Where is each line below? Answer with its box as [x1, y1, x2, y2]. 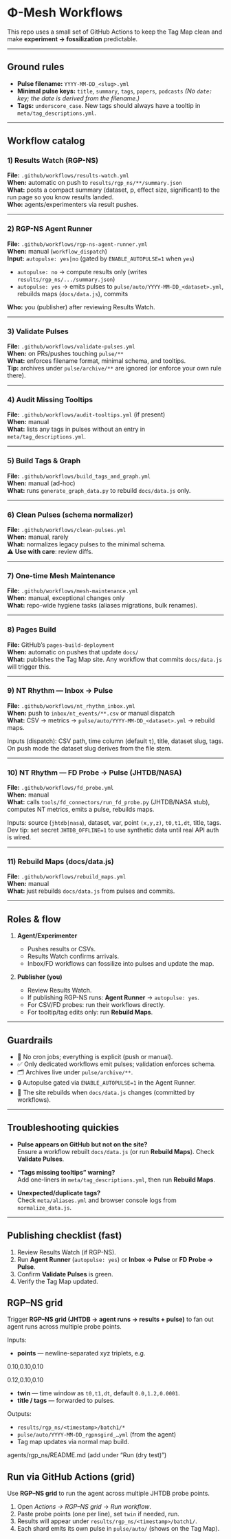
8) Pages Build [7, 625, 56, 634]
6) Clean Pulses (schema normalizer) [7, 510, 133, 520]
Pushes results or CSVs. [27, 945, 96, 953]
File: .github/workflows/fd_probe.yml [7, 784, 114, 792]
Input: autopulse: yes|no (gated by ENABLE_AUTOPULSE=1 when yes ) [7, 254, 195, 263]
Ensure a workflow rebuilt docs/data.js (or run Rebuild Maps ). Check [16, 1147, 214, 1155]
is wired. [7, 833, 32, 841]
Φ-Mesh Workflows [7, 5, 123, 21]
